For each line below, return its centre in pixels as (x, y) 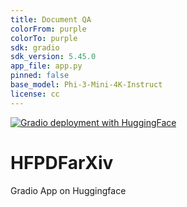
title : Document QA (51, 19)
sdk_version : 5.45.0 (53, 57)
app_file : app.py (46, 66)
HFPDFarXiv (62, 162)
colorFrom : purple (48, 29)
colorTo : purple (44, 38)
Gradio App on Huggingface (68, 190)
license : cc (35, 94)
